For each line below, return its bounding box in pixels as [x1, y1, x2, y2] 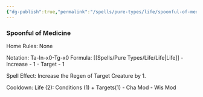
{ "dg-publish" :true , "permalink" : [6, 8, 91, 15]
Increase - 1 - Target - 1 [6, 60, 65, 67]
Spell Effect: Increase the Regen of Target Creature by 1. [6, 72, 146, 79]
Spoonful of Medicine [6, 28, 71, 37]
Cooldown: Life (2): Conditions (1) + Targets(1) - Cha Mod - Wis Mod [6, 84, 176, 91]
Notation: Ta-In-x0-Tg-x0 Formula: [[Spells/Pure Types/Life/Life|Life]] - [6, 54, 184, 61]
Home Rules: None [6, 42, 53, 49]
